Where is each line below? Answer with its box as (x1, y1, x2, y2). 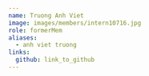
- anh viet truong (15, 41, 78, 49)
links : (8, 48, 30, 56)
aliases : (8, 33, 38, 42)
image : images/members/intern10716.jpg (8, 19, 142, 27)
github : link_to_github (15, 56, 95, 64)
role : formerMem (8, 26, 62, 34)
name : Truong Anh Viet (8, 11, 84, 20)
